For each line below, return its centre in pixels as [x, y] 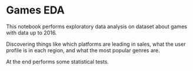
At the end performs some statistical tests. [57, 62]
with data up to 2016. [31, 32]
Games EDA [35, 10]
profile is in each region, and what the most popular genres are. [83, 50]
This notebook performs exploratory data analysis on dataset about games [96, 26]
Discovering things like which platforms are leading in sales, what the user [96, 44]
